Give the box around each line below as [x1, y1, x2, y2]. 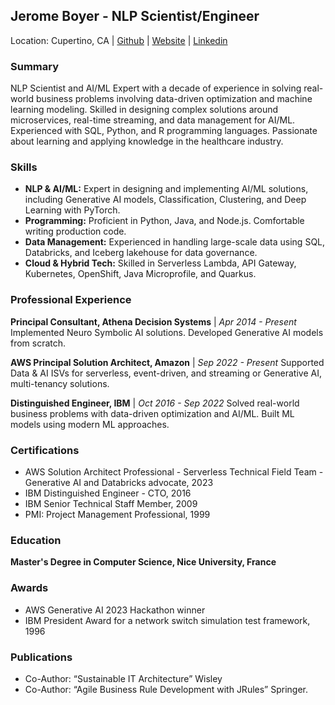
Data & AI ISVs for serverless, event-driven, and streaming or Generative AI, [10, 367, 322, 379]
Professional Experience [10, 293, 132, 307]
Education [10, 533, 62, 547]
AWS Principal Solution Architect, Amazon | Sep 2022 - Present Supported [10, 356, 325, 368]
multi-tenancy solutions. [10, 377, 110, 389]
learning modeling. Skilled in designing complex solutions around [10, 104, 279, 116]
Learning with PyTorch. [24, 204, 121, 216]
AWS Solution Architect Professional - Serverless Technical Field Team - [24, 466, 324, 478]
